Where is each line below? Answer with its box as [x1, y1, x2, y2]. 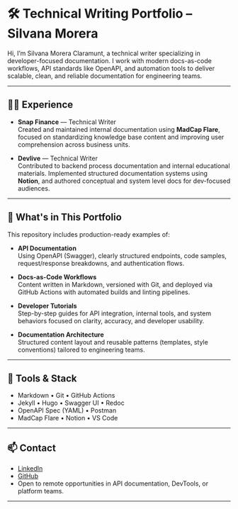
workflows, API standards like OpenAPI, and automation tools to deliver [7, 64, 215, 72]
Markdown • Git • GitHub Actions [17, 391, 115, 400]
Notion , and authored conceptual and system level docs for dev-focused [17, 177, 231, 185]
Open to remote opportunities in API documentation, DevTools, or [17, 479, 209, 488]
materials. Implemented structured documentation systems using [17, 169, 208, 177]
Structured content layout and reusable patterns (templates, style [17, 337, 209, 346]
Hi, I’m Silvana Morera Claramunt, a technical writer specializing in [7, 49, 200, 57]
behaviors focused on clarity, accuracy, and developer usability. [17, 316, 205, 325]
